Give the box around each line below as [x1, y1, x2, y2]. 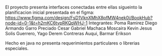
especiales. [5, 46, 29, 51]
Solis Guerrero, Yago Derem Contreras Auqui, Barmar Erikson [5, 31, 131, 36]
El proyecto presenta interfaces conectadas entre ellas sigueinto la [5, 4, 142, 10]
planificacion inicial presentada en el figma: [5, 9, 95, 15]
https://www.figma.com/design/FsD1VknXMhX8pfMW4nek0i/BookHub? [5, 15, 153, 20]
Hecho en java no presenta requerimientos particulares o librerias [5, 40, 140, 46]
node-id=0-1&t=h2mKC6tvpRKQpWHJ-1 [5, 20, 88, 26]
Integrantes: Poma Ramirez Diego [88, 20, 158, 26]
